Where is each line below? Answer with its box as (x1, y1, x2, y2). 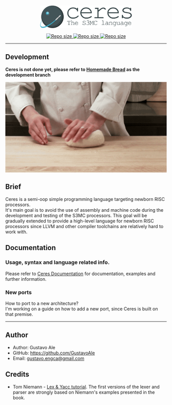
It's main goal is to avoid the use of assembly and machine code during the (5, 207, 164, 213)
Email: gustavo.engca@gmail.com (12, 355, 84, 361)
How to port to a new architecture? (5, 300, 79, 306)
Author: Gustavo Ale (12, 344, 55, 350)
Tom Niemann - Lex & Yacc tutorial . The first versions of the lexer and (12, 384, 160, 390)
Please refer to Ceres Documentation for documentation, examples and (5, 271, 156, 277)
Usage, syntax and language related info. (5, 259, 110, 266)
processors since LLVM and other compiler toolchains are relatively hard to (5, 223, 164, 229)
